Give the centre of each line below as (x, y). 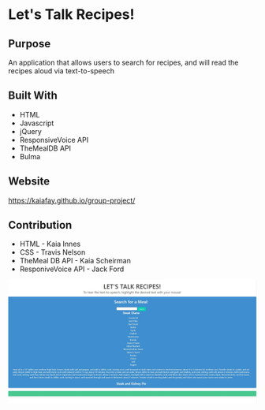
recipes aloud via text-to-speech (61, 71)
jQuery (30, 131)
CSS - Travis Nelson (52, 252)
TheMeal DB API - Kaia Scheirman (75, 261)
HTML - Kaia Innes (50, 244)
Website (29, 182)
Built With (33, 96)
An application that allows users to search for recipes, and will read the (123, 62)
